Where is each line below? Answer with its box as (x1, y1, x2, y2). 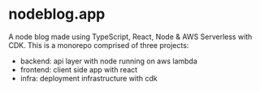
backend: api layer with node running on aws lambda (19, 56, 197, 66)
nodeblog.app (8, 5, 106, 24)
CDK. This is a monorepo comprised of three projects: (8, 40, 189, 50)
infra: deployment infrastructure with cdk (19, 73, 158, 83)
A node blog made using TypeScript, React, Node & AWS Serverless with (8, 32, 253, 41)
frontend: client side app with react (19, 64, 138, 74)
